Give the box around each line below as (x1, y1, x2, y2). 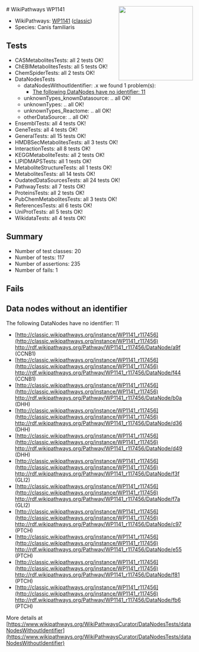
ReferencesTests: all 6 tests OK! (14, 201, 93, 209)
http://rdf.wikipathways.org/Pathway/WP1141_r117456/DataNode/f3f (14, 470, 180, 477)
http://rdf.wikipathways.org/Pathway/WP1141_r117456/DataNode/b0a (14, 394, 182, 401)
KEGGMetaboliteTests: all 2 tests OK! (14, 151, 105, 158)
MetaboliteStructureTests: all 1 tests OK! (14, 163, 112, 171)
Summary (6, 232, 43, 242)
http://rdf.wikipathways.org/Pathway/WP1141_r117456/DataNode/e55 (14, 546, 182, 553)
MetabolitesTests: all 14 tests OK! (14, 170, 96, 177)
